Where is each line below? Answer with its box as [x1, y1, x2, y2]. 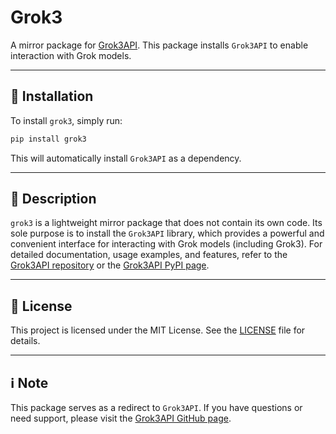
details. [10, 335, 41, 347]
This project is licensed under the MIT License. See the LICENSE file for [10, 324, 306, 336]
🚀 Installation [10, 88, 94, 105]
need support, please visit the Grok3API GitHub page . [10, 412, 232, 425]
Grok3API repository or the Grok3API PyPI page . [10, 259, 210, 271]
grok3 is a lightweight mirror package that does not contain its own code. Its [10, 217, 323, 229]
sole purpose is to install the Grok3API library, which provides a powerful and [10, 227, 325, 240]
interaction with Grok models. [10, 49, 132, 61]
